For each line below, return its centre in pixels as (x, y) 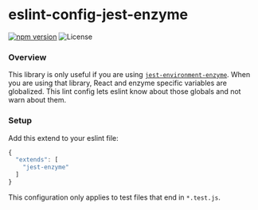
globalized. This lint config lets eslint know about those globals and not (125, 91)
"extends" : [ (37, 160)
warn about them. (37, 100)
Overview (27, 57)
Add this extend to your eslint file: (63, 138)
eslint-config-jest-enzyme (98, 15)
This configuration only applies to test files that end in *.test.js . (115, 197)
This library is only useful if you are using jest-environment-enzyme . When (129, 75)
